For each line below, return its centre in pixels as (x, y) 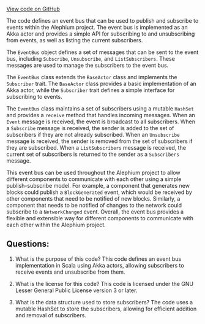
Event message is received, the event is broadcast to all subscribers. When (101, 121)
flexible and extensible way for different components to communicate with (100, 218)
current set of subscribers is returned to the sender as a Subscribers (93, 154)
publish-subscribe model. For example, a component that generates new (98, 186)
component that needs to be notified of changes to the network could (94, 205)
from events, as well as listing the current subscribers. (75, 40)
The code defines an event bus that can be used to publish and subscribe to (102, 21)
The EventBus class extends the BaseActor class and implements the (92, 77)
